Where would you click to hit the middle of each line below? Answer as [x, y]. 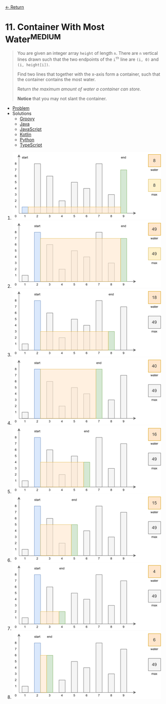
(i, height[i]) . [34, 64]
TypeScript [31, 145]
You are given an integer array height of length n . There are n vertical [87, 53]
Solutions [22, 113]
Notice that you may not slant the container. [62, 98]
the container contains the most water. [56, 79]
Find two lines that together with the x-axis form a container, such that [89, 74]
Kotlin [25, 134]
